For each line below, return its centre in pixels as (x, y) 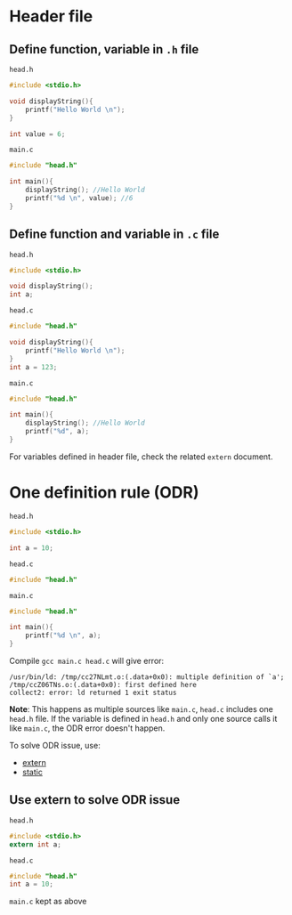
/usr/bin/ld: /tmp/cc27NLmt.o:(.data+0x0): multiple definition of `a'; (147, 677)
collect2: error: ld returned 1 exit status (93, 692)
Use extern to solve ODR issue (95, 800)
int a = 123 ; (33, 367)
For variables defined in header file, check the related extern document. (141, 457)
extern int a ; (36, 844)
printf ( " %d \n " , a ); (63, 636)
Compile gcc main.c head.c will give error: (87, 661)
